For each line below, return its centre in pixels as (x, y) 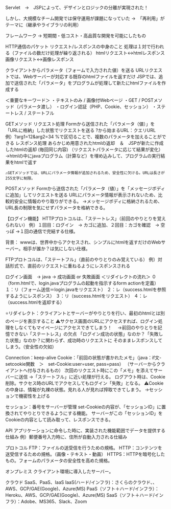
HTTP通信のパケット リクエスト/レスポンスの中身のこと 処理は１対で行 (80, 47)
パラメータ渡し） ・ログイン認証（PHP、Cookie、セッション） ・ (88, 107)
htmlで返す (26, 162)
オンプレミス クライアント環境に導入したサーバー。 (59, 471)
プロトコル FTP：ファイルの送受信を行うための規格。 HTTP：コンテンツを (84, 448)
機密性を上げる (34, 396)
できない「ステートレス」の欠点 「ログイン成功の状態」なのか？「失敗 (84, 334)
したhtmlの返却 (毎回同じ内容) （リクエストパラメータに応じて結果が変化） (84, 149)
